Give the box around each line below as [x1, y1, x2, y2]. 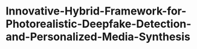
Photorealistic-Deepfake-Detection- [5, 17, 192, 31]
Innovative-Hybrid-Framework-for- [5, 4, 187, 18]
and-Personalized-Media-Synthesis [5, 30, 191, 44]
